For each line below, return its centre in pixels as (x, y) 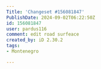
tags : (13, 46)
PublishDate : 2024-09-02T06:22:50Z (51, 18)
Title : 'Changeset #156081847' (45, 12)
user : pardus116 (26, 29)
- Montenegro (23, 51)
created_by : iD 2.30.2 (35, 40)
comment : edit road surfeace (43, 34)
